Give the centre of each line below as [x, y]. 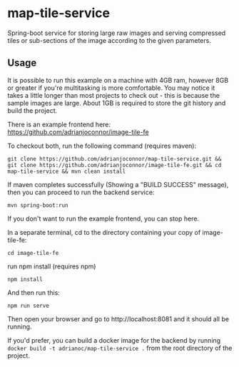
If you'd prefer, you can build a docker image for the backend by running [114, 340]
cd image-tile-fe [33, 253]
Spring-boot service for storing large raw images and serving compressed [117, 33]
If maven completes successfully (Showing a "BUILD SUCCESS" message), [118, 184]
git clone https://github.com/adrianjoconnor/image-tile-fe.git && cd [115, 165]
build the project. [32, 110]
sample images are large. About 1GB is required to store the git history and [117, 103]
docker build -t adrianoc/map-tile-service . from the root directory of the [120, 348]
